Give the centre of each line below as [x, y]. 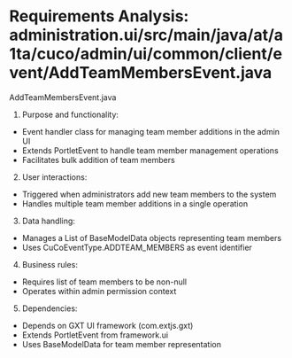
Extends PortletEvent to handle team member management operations [150, 150]
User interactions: [54, 177]
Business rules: [50, 264]
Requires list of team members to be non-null [104, 282]
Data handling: [48, 221]
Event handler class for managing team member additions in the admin [151, 131]
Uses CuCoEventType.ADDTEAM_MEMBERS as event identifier [137, 247]
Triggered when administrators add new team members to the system [149, 194]
